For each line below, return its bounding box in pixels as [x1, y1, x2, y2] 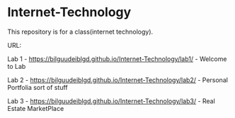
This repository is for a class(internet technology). [7, 27, 154, 36]
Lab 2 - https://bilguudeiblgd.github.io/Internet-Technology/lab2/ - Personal [7, 75, 229, 84]
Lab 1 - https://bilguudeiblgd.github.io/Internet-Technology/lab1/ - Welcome [7, 54, 227, 63]
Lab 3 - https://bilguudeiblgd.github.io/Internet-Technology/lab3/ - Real [7, 96, 216, 105]
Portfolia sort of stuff [7, 83, 69, 91]
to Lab [7, 62, 26, 70]
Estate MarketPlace [7, 104, 64, 112]
